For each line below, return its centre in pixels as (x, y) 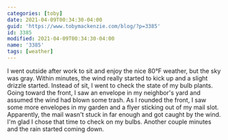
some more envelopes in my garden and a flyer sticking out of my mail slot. (113, 107)
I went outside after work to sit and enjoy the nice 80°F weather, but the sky (114, 71)
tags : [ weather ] (30, 52)
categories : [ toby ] (35, 13)
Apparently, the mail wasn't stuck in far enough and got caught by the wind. (114, 114)
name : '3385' (26, 45)
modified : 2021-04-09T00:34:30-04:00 (61, 39)
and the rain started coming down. (56, 129)
